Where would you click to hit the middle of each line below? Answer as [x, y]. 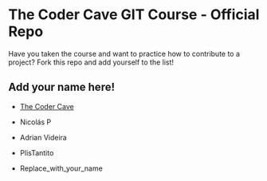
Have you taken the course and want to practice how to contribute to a [124, 53]
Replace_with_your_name [61, 168]
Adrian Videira [43, 137]
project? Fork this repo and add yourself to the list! [91, 62]
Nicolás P [35, 122]
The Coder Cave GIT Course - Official [134, 15]
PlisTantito [37, 152]
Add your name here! [62, 87]
